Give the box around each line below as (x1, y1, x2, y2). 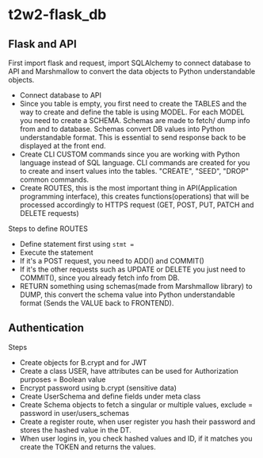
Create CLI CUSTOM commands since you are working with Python (19, 149, 240, 159)
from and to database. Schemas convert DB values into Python (19, 125, 226, 133)
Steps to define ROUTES (8, 224, 89, 233)
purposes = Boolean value (19, 375, 106, 384)
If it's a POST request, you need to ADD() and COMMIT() (19, 256, 204, 265)
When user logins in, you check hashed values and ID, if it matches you (19, 433, 253, 443)
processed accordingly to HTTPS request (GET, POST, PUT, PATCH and (19, 200, 254, 210)
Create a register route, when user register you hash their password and (19, 417, 256, 426)
